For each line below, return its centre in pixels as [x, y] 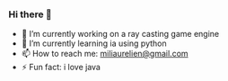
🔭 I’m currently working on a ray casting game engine [120, 34]
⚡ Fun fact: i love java [61, 67]
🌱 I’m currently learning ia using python [94, 43]
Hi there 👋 [31, 14]
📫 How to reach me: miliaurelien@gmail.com [105, 54]
